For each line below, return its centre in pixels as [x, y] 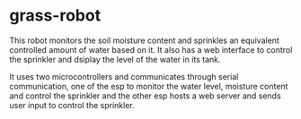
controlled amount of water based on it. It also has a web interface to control [151, 49]
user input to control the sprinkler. [72, 105]
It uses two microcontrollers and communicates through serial [124, 76]
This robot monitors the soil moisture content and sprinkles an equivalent [145, 40]
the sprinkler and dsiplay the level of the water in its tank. [115, 59]
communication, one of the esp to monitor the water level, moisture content [149, 86]
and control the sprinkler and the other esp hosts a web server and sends [145, 96]
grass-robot [55, 16]
